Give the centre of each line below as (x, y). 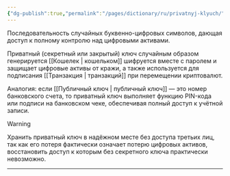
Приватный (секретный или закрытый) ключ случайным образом (103, 53)
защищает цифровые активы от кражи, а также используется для (103, 68)
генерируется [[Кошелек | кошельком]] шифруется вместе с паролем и (112, 61)
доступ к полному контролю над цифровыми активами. (89, 40)
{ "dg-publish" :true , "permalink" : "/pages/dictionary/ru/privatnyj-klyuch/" (116, 13)
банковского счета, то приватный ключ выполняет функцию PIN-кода (110, 96)
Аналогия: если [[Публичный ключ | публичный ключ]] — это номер (107, 88)
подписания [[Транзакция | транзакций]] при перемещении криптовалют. (115, 75)
